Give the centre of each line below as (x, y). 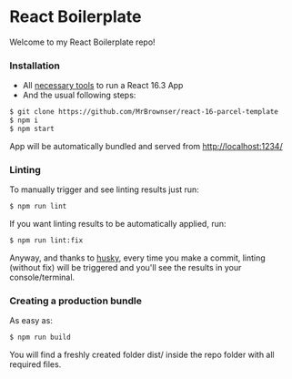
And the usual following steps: (79, 95)
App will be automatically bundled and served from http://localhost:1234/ (146, 146)
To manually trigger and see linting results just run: (105, 189)
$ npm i (24, 120)
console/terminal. (42, 277)
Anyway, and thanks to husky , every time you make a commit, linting (137, 258)
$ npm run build (40, 338)
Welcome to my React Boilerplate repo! (83, 42)
